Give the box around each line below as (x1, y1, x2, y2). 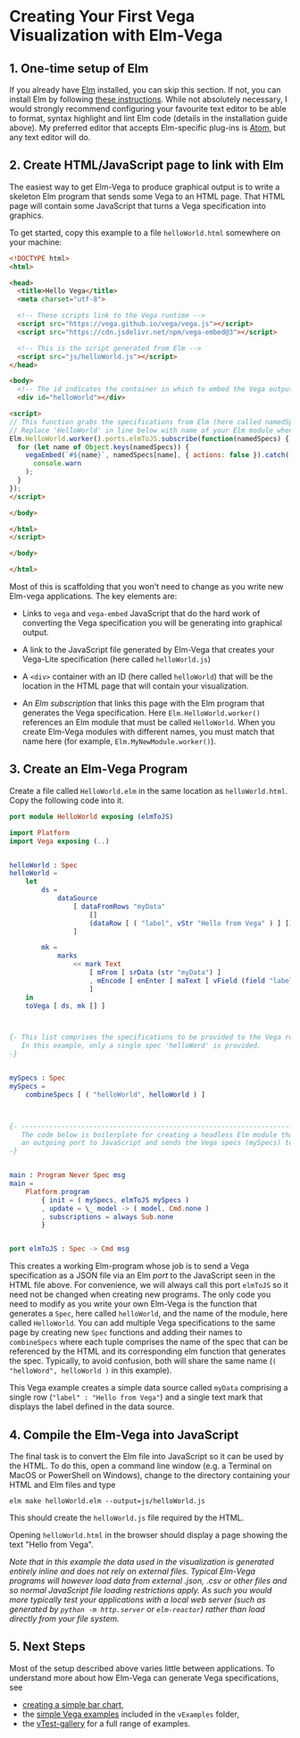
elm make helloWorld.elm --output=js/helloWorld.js (9, 1496, 205, 1506)
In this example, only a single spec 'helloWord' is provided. (21, 1041, 262, 1050)
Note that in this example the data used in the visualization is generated (9, 1556, 274, 1567)
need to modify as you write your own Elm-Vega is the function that (9, 1299, 257, 1309)
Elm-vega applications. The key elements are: (9, 591, 178, 602)
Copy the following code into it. (9, 795, 124, 806)
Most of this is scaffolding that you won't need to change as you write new (9, 581, 284, 592)
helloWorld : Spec (9, 860, 78, 870)
